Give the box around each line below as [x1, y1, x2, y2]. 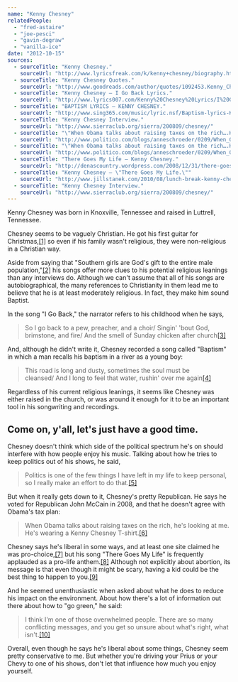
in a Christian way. [7, 244, 62, 253]
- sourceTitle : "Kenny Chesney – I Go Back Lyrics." [13, 90, 173, 97]
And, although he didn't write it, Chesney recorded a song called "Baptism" [7, 345, 227, 354]
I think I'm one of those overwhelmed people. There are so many [24, 615, 214, 624]
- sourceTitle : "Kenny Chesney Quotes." [13, 76, 135, 84]
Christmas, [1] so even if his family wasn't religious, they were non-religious [7, 237, 227, 246]
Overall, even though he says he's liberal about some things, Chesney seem [7, 644, 229, 653]
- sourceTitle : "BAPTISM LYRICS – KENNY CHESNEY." [13, 103, 166, 110]
